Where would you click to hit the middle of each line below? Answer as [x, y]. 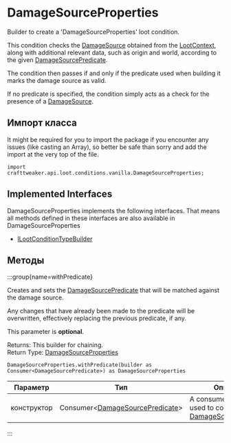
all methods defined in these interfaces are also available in [91, 218]
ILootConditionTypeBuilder [55, 239]
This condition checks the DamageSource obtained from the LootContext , [112, 45]
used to [202, 408]
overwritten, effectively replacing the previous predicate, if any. [97, 318]
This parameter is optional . [46, 332]
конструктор [32, 408]
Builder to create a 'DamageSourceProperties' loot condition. [93, 32]
